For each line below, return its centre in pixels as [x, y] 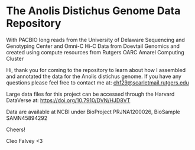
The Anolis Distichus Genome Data [93, 11]
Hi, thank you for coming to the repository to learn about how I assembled [96, 70]
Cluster [15, 58]
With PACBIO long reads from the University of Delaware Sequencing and [95, 40]
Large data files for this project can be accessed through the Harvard [90, 94]
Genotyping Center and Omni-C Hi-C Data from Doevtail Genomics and [93, 46]
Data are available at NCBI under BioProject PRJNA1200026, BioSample [93, 112]
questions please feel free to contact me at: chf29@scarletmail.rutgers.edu [97, 82]
